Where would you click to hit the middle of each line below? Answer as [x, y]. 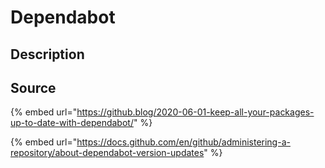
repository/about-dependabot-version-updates [107, 153]
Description [47, 54]
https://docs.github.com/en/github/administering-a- [183, 142]
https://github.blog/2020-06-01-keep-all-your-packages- [195, 112]
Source [33, 87]
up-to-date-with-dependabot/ [72, 123]
